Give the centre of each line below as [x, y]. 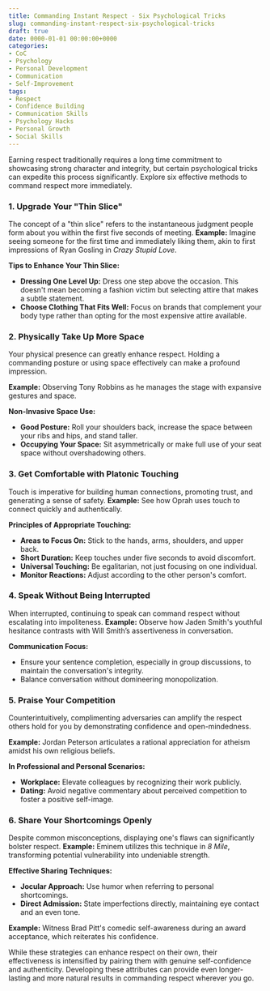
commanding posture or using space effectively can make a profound [124, 363]
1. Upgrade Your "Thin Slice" [65, 206]
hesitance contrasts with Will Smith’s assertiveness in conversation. [121, 630]
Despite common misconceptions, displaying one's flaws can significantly [131, 838]
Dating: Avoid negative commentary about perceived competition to [133, 791]
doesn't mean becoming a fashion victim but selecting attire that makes [139, 289]
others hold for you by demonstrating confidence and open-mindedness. [130, 727]
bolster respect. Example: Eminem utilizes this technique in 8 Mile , [119, 847]
